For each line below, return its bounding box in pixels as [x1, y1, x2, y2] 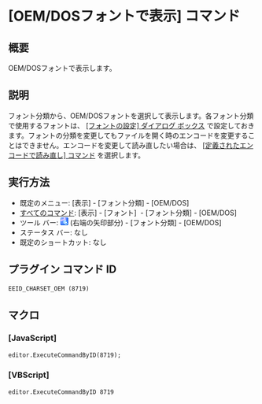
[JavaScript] [8, 332, 57, 343]
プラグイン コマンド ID [8, 263, 117, 276]
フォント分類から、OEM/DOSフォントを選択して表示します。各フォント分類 [8, 111, 254, 120]
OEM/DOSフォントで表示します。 [8, 64, 116, 72]
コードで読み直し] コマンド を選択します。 [8, 150, 146, 160]
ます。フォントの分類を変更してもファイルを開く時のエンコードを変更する [8, 131, 249, 140]
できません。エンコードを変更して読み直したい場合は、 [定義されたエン [21, 140, 254, 150]
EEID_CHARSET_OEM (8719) [8, 285, 90, 293]
